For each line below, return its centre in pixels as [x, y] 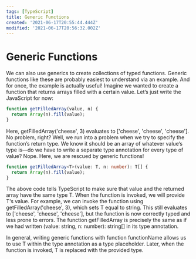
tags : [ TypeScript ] [30, 11]
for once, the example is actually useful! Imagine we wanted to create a [92, 86]
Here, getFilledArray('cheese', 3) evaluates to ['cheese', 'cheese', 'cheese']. [98, 131]
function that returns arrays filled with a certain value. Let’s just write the [94, 92]
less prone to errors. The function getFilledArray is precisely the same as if [97, 220]
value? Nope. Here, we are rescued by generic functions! [75, 156]
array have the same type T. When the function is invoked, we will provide [95, 195]
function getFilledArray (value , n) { [52, 109]
